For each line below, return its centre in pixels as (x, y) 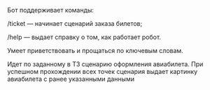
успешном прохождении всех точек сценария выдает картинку (103, 72)
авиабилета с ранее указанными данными (71, 79)
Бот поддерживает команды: (51, 10)
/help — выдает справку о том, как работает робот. (84, 37)
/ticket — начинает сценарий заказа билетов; (75, 23)
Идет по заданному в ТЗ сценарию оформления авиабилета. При (105, 64)
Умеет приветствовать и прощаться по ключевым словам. (95, 51)
